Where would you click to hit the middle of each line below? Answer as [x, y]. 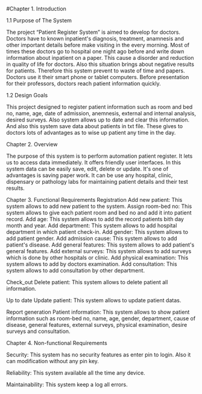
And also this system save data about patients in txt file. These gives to [95, 126]
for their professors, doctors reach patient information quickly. [84, 83]
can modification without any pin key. [53, 361]
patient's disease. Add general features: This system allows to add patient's [100, 245]
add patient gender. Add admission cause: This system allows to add [92, 238]
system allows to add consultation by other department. [76, 270]
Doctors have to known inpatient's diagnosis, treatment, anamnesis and [95, 38]
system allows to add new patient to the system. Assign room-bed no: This [99, 206]
